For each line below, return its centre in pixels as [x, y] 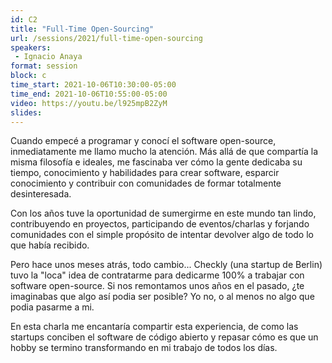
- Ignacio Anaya [48, 57]
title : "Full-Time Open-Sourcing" [82, 29]
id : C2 [24, 19]
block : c [28, 76]
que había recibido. [50, 245]
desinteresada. [41, 194]
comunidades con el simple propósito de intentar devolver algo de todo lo [162, 235]
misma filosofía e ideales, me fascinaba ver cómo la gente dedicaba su [156, 162]
